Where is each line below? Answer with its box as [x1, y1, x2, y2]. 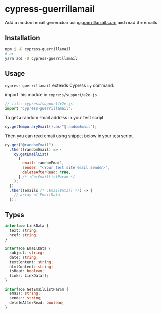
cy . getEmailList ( [14, 152, 49, 157]
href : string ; [9, 232, 38, 238]
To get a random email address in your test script [5, 114, 104, 120]
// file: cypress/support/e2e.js [5, 101, 73, 106]
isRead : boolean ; [9, 269, 45, 273]
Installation [5, 34, 40, 42]
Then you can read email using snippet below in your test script [5, 133, 133, 139]
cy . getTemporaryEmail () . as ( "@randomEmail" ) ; [5, 124, 97, 129]
